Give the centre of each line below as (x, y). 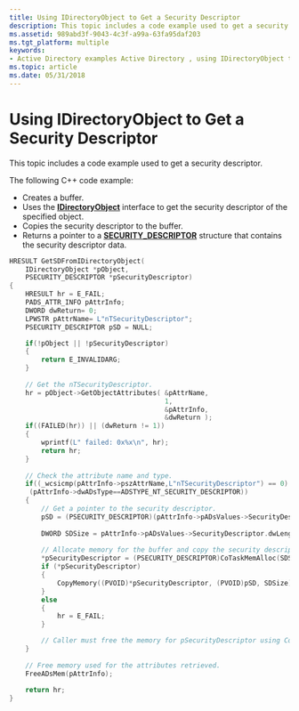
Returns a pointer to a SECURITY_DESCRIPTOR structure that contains (152, 235)
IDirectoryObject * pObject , (77, 269)
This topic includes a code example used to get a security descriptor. (136, 163)
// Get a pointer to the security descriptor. (129, 509)
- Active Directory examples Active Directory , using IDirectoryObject (147, 59)
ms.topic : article (43, 68)
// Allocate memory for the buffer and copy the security (151, 550)
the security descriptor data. (74, 245)
